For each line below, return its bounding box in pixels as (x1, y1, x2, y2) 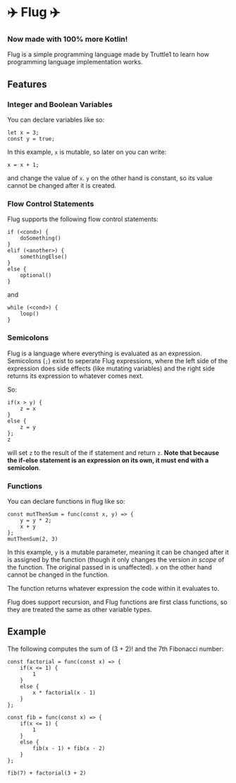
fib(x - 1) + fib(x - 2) (32, 745, 106, 752)
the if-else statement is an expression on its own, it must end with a (7, 456, 209, 464)
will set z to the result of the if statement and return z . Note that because (7, 448, 220, 457)
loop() (20, 310, 39, 317)
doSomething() (20, 235, 61, 242)
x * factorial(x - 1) (32, 689, 97, 696)
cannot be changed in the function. (7, 570, 109, 579)
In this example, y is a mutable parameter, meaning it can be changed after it (7, 548, 229, 557)
